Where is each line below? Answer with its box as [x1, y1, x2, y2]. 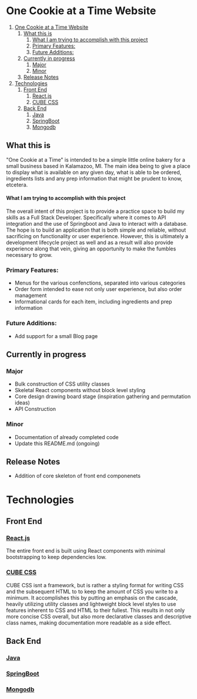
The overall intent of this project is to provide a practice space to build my [6, 208, 185, 215]
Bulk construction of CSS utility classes [14, 380, 110, 387]
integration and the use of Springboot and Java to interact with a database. [6, 220, 188, 227]
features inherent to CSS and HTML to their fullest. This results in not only [6, 607, 185, 614]
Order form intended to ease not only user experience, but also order [14, 286, 182, 293]
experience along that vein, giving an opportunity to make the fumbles [6, 245, 176, 252]
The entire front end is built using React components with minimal [6, 547, 166, 554]
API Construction [14, 406, 56, 413]
